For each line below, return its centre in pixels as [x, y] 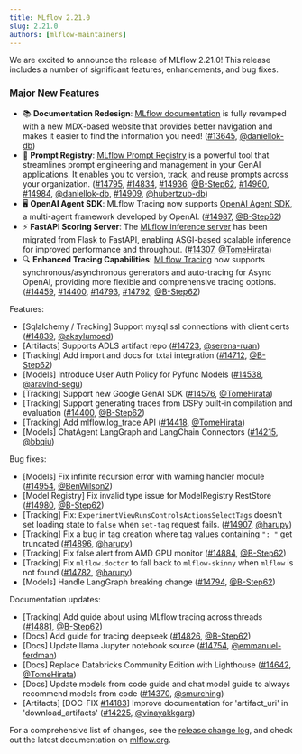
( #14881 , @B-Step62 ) [63, 626]
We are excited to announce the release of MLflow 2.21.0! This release [140, 60]
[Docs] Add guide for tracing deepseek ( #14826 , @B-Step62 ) [137, 636]
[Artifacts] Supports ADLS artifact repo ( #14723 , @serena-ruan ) [141, 345]
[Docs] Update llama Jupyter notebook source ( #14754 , [126, 645]
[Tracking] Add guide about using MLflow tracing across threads [142, 616]
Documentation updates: [55, 599]
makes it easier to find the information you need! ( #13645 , [130, 135]
